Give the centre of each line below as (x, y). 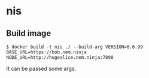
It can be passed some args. (41, 68)
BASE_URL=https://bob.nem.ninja (46, 52)
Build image (29, 33)
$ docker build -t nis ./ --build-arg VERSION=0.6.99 (75, 47)
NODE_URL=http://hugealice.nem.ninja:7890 (60, 58)
